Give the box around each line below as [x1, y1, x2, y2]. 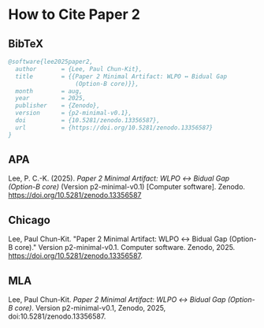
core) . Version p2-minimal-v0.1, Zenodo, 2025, [14, 304, 166, 313]
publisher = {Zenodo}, [15, 102, 101, 110]
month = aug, [15, 87, 83, 95]
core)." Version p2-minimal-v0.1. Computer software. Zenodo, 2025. [14, 243, 236, 252]
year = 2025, [15, 95, 87, 102]
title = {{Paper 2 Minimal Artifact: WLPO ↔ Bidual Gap [15, 73, 227, 80]
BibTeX [8, 37, 43, 50]
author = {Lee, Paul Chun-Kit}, [15, 65, 143, 73]
